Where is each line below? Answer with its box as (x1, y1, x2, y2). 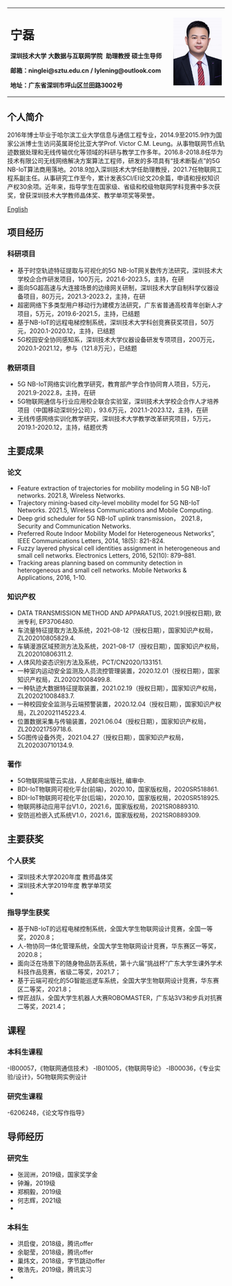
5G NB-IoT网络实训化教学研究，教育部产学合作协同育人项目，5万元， (17, 379, 215, 388)
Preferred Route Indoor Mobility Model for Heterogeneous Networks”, (17, 529, 215, 538)
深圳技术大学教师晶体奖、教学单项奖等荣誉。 (30, 191, 159, 199)
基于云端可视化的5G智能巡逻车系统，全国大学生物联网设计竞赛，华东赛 (17, 976, 220, 985)
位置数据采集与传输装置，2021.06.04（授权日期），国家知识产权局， (17, 717, 210, 726)
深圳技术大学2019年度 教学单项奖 (17, 881, 112, 889)
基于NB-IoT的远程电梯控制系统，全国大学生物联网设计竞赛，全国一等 (17, 925, 213, 933)
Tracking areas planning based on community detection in (17, 558, 183, 567)
